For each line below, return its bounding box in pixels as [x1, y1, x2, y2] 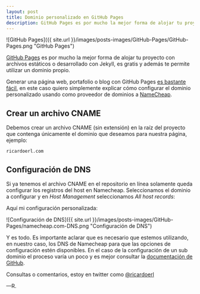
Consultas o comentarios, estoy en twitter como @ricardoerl [6, 271, 155, 278]
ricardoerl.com [6, 148, 44, 154]
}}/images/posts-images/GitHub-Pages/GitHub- [71, 36, 189, 44]
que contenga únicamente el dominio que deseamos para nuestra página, [6, 131, 187, 138]
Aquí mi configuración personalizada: [6, 205, 98, 212]
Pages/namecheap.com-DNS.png [6, 222, 89, 230]
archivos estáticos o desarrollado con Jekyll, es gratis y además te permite [6, 60, 190, 67]
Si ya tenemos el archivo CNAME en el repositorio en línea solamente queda [6, 180, 193, 187]
